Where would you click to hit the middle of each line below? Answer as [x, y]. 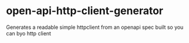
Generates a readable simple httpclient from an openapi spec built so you [95, 27]
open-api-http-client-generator [85, 11]
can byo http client [29, 33]
